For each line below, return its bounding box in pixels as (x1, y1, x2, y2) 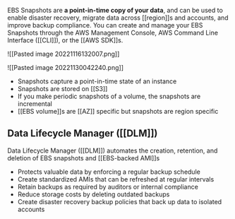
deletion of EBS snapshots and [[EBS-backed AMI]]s (7, 153, 160, 162)
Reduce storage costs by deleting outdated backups (17, 190, 170, 199)
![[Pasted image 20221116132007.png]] (7, 49, 120, 58)
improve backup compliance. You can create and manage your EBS (7, 21, 203, 29)
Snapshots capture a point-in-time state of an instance (17, 77, 177, 85)
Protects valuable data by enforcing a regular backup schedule (17, 167, 201, 176)
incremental (17, 100, 53, 108)
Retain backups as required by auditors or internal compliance (17, 182, 199, 191)
